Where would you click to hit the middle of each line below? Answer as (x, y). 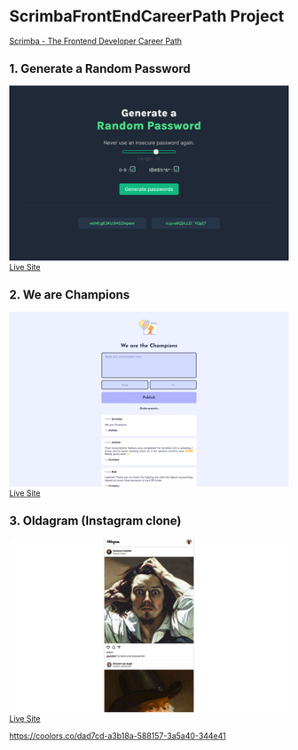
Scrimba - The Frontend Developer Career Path (96, 41)
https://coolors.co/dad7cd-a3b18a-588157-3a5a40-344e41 (118, 736)
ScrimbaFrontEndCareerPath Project (147, 16)
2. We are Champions (70, 295)
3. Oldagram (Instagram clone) (95, 520)
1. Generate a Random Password (100, 69)
